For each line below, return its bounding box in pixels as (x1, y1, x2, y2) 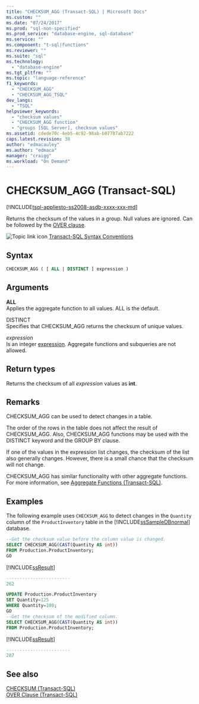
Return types (6, 364, 55, 374)
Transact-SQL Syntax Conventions (48, 233, 134, 240)
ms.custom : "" (6, 14, 42, 20)
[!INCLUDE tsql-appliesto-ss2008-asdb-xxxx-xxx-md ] (6, 204, 138, 211)
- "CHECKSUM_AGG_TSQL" (11, 92, 68, 98)
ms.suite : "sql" (6, 53, 46, 59)
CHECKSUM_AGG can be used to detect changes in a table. (6, 413, 153, 420)
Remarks (6, 397, 40, 407)
